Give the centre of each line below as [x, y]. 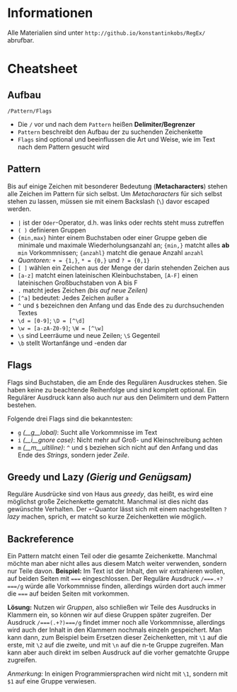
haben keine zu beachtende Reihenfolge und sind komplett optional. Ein [112, 390]
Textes [27, 312]
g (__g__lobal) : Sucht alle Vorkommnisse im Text [87, 432]
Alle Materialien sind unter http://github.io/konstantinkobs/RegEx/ [106, 33]
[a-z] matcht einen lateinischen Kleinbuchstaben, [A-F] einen [108, 275]
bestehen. [22, 404]
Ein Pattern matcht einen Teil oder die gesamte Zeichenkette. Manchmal [112, 556]
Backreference [41, 539]
